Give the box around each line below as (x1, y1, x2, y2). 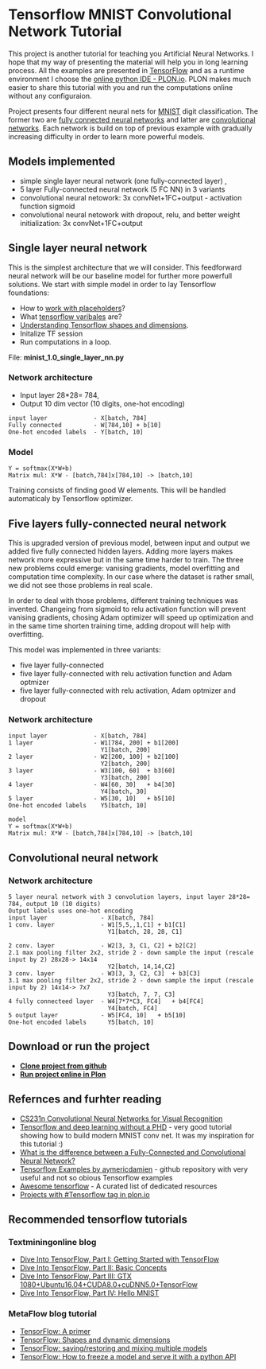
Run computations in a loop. (19, 336, 112, 347)
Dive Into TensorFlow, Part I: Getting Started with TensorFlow (19, 1254, 220, 1264)
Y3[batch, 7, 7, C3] (107, 990, 176, 998)
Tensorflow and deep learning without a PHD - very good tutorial (19, 1122, 233, 1131)
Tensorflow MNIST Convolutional (8, 6, 232, 24)
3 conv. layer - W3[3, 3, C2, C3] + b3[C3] (8, 969, 201, 978)
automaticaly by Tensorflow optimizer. (8, 494, 133, 504)
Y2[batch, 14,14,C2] (107, 963, 176, 970)
